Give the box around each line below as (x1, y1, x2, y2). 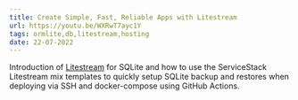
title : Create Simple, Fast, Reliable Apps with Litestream (9, 12, 238, 22)
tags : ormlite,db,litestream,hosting (9, 29, 150, 38)
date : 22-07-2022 (9, 37, 74, 47)
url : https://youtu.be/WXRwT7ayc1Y (9, 21, 142, 30)
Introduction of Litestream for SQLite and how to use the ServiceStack (9, 62, 268, 73)
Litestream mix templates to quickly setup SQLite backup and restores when (9, 72, 290, 82)
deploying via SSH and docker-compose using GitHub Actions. (9, 81, 240, 91)
